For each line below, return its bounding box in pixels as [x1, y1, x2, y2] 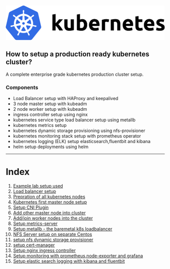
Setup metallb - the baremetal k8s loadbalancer [13, 226, 112, 232]
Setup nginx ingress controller [13, 247, 76, 253]
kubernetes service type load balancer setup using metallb [13, 117, 136, 123]
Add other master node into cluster [13, 209, 86, 215]
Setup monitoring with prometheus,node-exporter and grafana [13, 252, 143, 258]
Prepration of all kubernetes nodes [13, 193, 85, 200]
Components [6, 84, 38, 91]
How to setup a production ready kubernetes [6, 50, 150, 59]
